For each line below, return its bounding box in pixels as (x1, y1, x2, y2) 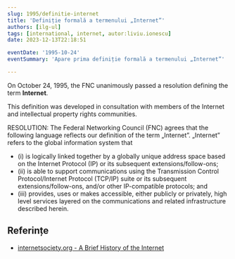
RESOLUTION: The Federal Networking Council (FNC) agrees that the (7, 123, 209, 132)
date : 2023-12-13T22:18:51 (7, 37, 87, 44)
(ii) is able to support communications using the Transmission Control (17, 167, 220, 175)
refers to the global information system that (7, 138, 133, 146)
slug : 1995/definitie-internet (7, 10, 99, 18)
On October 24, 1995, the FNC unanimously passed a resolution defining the (7, 81, 229, 89)
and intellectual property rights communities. (7, 110, 137, 118)
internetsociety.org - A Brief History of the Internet (17, 244, 165, 252)
